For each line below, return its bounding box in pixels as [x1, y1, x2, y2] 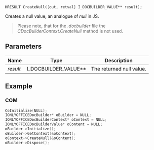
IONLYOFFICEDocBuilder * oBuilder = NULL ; [5, 112, 92, 118]
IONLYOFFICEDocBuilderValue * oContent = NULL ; [5, 122, 103, 127]
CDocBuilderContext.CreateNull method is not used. [17, 28, 123, 34]
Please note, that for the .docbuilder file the [17, 23, 106, 29]
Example [5, 82, 33, 91]
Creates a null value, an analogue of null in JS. [5, 13, 100, 19]
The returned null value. [91, 65, 147, 72]
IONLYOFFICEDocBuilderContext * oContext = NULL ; [5, 117, 107, 122]
